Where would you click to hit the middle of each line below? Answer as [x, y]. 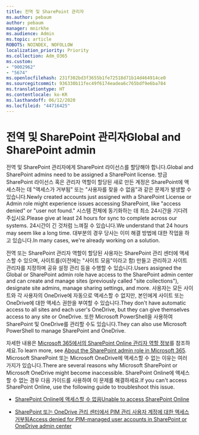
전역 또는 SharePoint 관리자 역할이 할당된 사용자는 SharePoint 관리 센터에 [92, 253]
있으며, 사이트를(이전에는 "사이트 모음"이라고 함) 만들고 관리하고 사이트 [105, 261]
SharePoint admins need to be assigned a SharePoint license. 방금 [87, 175]
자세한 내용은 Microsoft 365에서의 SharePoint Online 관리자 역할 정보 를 [90, 343]
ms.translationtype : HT [36, 89]
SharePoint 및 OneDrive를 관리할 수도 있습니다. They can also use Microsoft [97, 324]
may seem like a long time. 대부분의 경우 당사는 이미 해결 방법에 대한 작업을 [95, 233]
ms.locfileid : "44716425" [38, 106]
